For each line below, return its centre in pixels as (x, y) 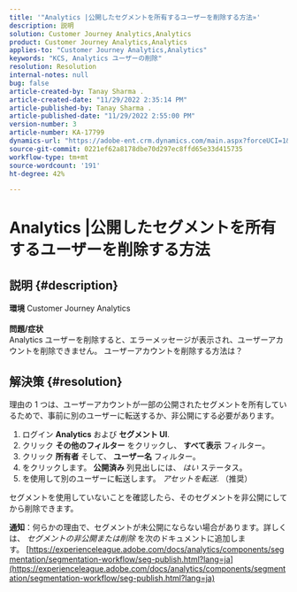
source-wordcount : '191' (55, 165)
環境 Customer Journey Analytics (70, 308)
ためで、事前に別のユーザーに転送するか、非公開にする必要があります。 (148, 416)
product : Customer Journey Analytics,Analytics (99, 42)
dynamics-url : (35, 141)
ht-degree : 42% (37, 173)
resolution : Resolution (53, 67)
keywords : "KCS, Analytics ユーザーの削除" (86, 58)
